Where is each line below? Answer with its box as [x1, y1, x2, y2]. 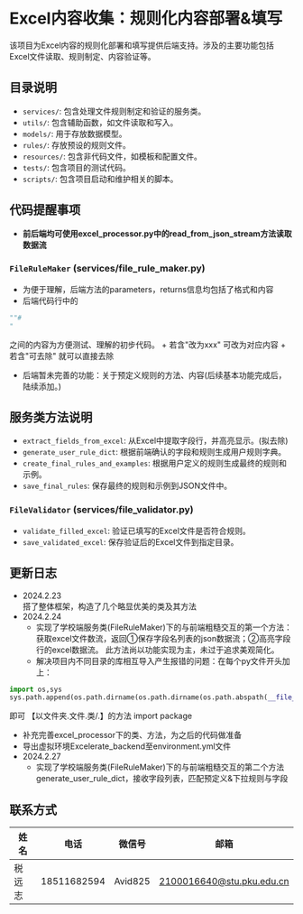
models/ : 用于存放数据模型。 [22, 128, 127, 139]
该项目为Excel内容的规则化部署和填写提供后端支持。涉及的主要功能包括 [9, 40, 275, 51]
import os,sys [9, 685, 63, 694]
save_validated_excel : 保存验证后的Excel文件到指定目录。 [22, 536, 239, 547]
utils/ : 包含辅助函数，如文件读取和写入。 [22, 116, 179, 127]
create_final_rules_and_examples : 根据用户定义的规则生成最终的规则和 [22, 457, 287, 469]
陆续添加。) [22, 381, 61, 392]
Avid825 [114, 875, 151, 888]
